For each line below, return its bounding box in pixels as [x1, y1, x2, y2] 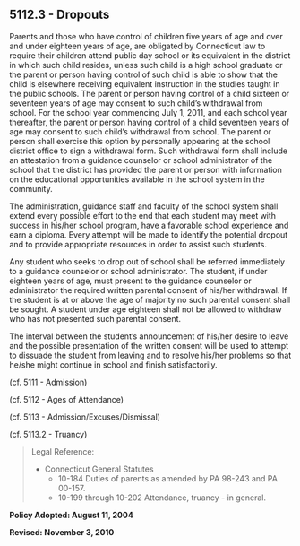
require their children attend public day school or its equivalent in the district [9, 49, 291, 61]
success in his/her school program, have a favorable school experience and [9, 220, 289, 230]
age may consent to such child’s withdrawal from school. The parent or [9, 126, 271, 137]
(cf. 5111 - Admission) [9, 377, 88, 387]
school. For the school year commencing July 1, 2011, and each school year [9, 107, 288, 117]
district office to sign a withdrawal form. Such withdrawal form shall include [9, 145, 288, 156]
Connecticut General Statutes [44, 464, 154, 474]
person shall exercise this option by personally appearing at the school [9, 135, 270, 146]
